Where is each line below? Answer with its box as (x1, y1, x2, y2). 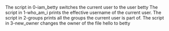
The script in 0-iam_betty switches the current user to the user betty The (5, 4, 158, 10)
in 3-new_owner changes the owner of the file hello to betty (5, 20, 130, 26)
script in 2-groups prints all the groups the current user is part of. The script (5, 15, 164, 20)
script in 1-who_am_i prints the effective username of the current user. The (5, 9, 161, 15)
